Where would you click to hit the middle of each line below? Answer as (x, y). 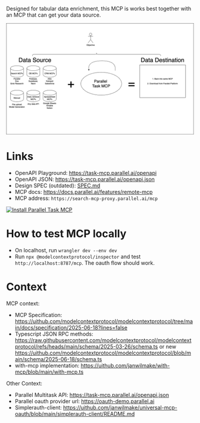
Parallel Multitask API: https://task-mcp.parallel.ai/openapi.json (92, 395)
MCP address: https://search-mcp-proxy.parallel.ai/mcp (86, 198)
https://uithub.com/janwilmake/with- (125, 366)
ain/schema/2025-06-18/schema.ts (58, 359)
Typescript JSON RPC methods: (54, 334)
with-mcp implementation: (47, 366)
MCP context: (23, 303)
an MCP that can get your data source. (54, 15)
